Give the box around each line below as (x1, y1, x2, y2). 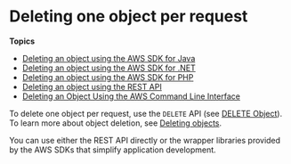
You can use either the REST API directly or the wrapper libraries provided (9, 135, 281, 145)
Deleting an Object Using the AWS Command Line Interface (21, 91, 240, 102)
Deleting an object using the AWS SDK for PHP (21, 71, 194, 82)
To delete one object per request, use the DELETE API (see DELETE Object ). (9, 108, 283, 119)
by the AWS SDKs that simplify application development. (9, 144, 216, 155)
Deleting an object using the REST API (21, 81, 162, 92)
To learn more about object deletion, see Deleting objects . (9, 118, 222, 128)
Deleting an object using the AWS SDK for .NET (21, 62, 196, 73)
